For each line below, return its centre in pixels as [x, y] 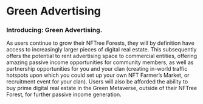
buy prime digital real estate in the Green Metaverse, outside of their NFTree [102, 88]
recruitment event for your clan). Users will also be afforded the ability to [97, 82]
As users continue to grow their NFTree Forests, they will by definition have [100, 43]
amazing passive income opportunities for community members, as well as [100, 62]
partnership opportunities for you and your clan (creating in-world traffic [97, 69]
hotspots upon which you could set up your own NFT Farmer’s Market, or [98, 75]
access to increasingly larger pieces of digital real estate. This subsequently [101, 50]
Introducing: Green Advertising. [54, 30]
